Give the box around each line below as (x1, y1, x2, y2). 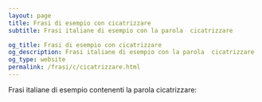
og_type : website (8, 56, 66, 64)
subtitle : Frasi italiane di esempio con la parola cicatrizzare (8, 26, 233, 34)
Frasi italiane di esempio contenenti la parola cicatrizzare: (8, 84, 197, 94)
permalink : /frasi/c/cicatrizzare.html (8, 63, 141, 72)
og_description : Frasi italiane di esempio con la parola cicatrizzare (8, 49, 255, 57)
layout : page (8, 11, 52, 20)
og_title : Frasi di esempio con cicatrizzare (8, 41, 162, 49)
